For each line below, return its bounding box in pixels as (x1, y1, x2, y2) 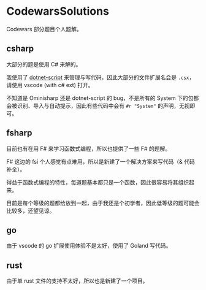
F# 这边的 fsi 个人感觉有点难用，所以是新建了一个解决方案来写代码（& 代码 (6, 158, 195, 165)
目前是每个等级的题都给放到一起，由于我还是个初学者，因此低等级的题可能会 (6, 199, 200, 207)
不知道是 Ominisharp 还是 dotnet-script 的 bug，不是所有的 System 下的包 (6, 94, 194, 102)
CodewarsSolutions (6, 4, 109, 18)
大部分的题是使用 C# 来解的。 (6, 60, 82, 68)
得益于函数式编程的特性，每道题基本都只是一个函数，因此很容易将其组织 (6, 178, 189, 186)
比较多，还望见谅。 (6, 207, 55, 214)
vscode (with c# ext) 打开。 (23, 81, 94, 88)
